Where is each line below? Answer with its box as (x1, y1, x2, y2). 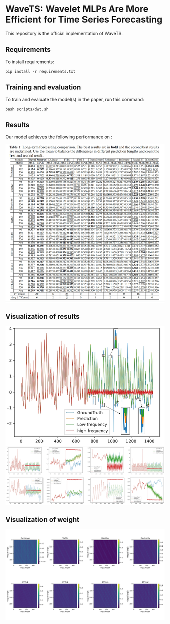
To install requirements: (5, 59, 54, 65)
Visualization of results (5, 312, 80, 321)
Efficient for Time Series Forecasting (5, 14, 163, 25)
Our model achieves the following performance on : (5, 134, 113, 140)
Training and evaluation (5, 83, 81, 92)
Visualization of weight (5, 515, 80, 524)
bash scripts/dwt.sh (5, 107, 49, 112)
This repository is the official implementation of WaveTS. (5, 30, 123, 36)
